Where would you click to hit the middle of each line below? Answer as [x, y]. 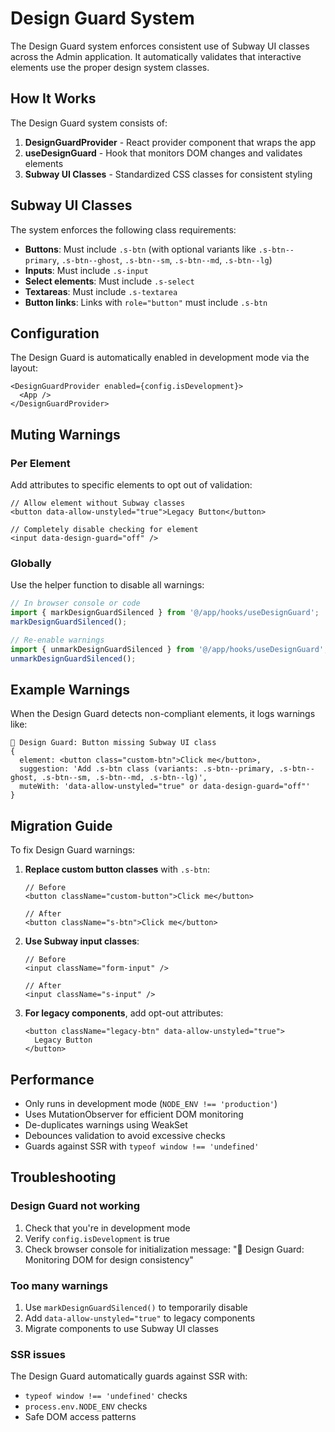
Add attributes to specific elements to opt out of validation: [131, 485]
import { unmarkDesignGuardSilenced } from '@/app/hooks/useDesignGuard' [167, 649]
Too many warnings [59, 1285]
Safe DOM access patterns [80, 1417]
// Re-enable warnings [57, 640]
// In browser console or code [75, 603]
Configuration [55, 333]
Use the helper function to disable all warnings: [107, 585]
